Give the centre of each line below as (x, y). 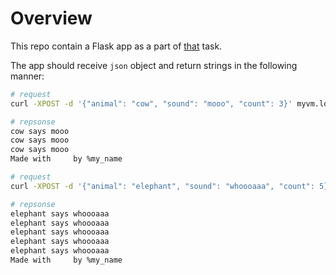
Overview (51, 18)
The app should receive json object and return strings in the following (154, 65)
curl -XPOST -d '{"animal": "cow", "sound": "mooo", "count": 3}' (151, 103)
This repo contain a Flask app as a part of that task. (116, 46)
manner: (27, 76)
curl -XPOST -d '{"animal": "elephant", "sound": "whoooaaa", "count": (162, 186)
